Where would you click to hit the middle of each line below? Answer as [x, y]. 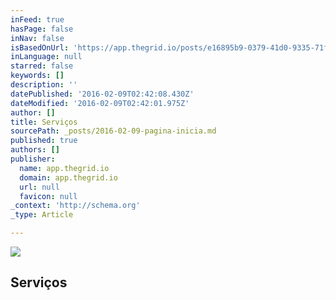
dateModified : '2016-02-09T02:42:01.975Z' [100, 103]
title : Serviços [44, 122]
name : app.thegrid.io [64, 168]
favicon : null [48, 196]
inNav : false [37, 38]
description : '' [44, 85]
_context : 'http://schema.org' [75, 206]
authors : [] [35, 150]
